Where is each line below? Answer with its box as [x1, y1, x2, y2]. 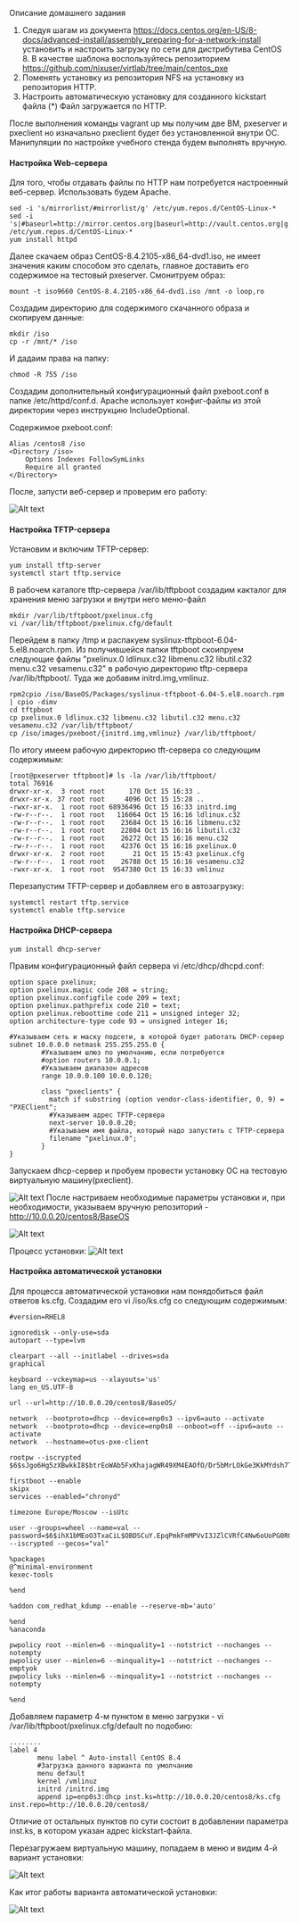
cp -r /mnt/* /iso [9, 337, 77, 346]
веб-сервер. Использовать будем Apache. [9, 187, 172, 197]
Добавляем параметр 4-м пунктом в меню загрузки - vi [9, 1711, 224, 1721]
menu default [36, 1769, 86, 1777]
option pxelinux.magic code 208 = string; [9, 986, 169, 995]
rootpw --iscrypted [9, 1453, 82, 1462]
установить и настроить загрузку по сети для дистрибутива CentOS [21, 44, 282, 54]
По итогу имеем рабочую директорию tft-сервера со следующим [9, 745, 261, 755]
